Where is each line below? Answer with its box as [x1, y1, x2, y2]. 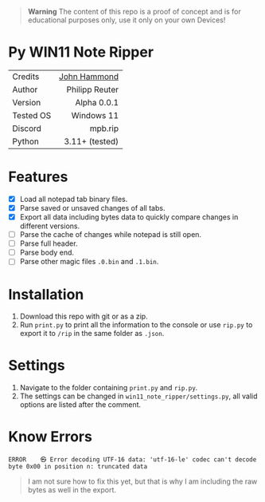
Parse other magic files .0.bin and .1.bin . [19, 257, 159, 267]
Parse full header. [19, 239, 78, 248]
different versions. [19, 221, 80, 231]
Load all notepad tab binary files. [19, 194, 128, 204]
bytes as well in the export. [27, 485, 117, 495]
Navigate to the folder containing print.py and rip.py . [19, 383, 198, 393]
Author [12, 84, 38, 95]
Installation [8, 285, 84, 303]
